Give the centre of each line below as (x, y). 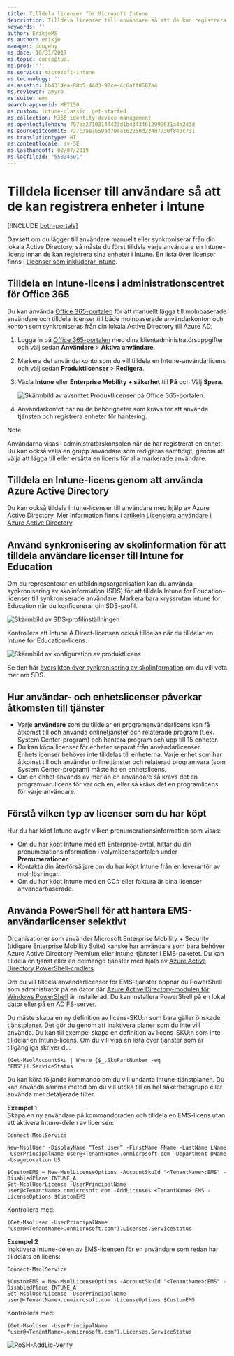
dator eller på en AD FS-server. (52, 1004)
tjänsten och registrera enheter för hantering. (82, 416)
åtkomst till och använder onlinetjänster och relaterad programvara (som (121, 762)
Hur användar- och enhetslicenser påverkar (105, 697)
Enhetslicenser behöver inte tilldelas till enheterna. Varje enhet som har (119, 755)
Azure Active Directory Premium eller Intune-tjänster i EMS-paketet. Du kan (116, 953)
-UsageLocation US (34, 1160)
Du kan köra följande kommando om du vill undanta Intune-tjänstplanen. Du (116, 1079)
